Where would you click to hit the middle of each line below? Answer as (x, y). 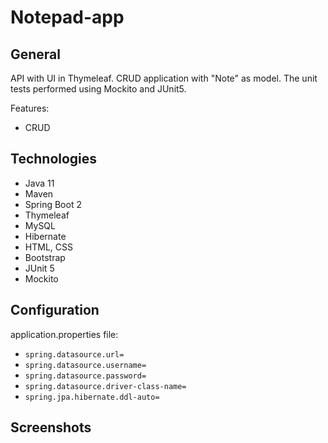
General (36, 54)
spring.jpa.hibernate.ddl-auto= (92, 397)
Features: (30, 108)
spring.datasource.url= (74, 354)
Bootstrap (45, 257)
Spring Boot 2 (53, 204)
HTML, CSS (48, 247)
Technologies (54, 159)
